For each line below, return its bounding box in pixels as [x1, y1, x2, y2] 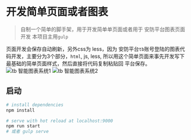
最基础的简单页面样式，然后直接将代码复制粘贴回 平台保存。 [6, 60, 150, 67]
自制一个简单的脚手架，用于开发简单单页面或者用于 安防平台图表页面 [20, 26, 185, 33]
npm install [6, 107, 35, 113]
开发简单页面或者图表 [6, 5, 109, 19]
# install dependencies [6, 101, 64, 108]
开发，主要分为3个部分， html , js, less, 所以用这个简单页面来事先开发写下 [10, 52, 185, 60]
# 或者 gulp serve [6, 129, 49, 135]
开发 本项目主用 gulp [20, 33, 69, 40]
